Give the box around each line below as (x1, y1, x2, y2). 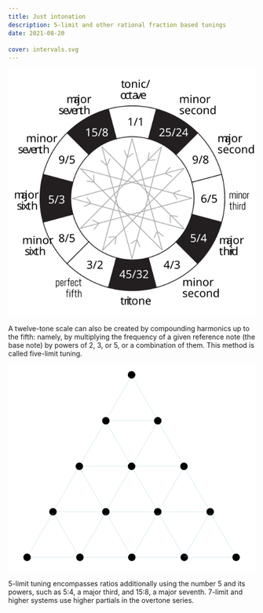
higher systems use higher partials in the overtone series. (8, 596, 195, 605)
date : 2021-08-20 (8, 29, 65, 37)
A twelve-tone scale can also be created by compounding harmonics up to (8, 324, 250, 334)
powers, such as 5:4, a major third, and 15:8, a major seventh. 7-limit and (8, 587, 243, 597)
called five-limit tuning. (8, 349, 82, 359)
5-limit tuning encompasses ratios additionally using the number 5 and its (8, 579, 246, 589)
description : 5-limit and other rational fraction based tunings (8, 20, 226, 29)
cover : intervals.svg (8, 46, 79, 54)
